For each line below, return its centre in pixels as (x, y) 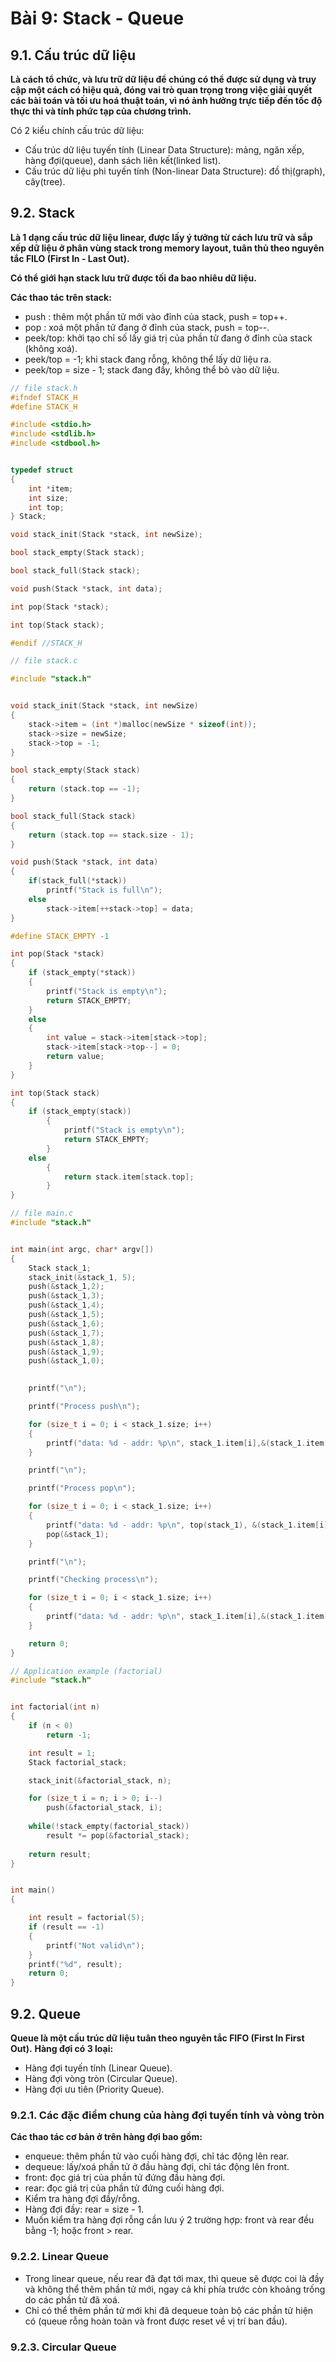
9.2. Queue (46, 2013)
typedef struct (42, 470)
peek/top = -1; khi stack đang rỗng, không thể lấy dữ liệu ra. (148, 359)
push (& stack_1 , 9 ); (66, 1352)
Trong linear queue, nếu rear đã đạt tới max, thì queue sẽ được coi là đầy (174, 2278)
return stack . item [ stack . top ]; (129, 1177)
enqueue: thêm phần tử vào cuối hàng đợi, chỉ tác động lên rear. (157, 2156)
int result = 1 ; (62, 1753)
